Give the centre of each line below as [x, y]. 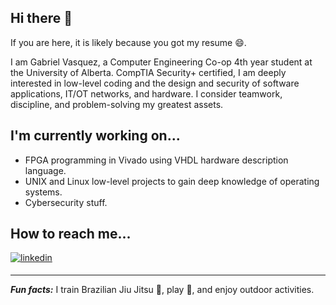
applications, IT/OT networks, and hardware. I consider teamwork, [146, 93]
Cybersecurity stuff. [66, 202]
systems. [43, 192]
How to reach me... [71, 234]
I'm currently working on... [95, 136]
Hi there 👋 [41, 18]
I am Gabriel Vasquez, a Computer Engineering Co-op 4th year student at [161, 62]
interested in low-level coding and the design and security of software [155, 83]
